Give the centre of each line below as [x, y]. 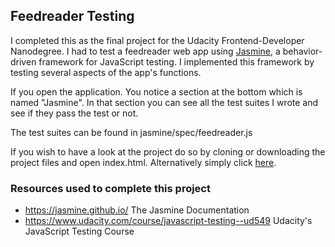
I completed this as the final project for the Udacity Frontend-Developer [157, 40]
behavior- [302, 51]
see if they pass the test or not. [74, 113]
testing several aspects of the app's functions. [106, 72]
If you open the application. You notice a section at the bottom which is [156, 91]
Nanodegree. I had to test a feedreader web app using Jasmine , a [145, 51]
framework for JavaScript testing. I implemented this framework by [176, 61]
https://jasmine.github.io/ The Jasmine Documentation [137, 210]
